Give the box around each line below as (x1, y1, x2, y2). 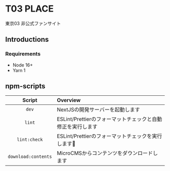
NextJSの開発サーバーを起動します (57, 106, 140, 113)
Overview (57, 97, 81, 104)
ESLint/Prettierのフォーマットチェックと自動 (57, 116, 162, 123)
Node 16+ (12, 62, 33, 68)
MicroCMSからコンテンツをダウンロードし (57, 150, 158, 157)
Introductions (5, 35, 49, 44)
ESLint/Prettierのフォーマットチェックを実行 (57, 133, 162, 140)
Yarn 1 (12, 67, 26, 73)
